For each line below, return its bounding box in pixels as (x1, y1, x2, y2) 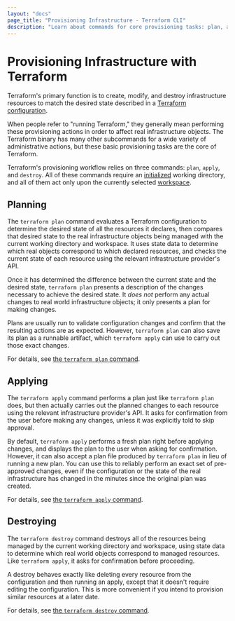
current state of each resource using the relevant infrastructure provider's (7, 254, 220, 263)
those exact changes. (7, 341, 70, 350)
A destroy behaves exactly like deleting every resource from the (7, 570, 192, 578)
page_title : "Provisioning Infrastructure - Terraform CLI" (7, 17, 187, 24)
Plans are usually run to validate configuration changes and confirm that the (7, 319, 226, 327)
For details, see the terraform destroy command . (7, 606, 150, 614)
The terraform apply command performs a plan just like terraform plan (7, 393, 215, 402)
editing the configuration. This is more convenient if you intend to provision (7, 585, 224, 593)
